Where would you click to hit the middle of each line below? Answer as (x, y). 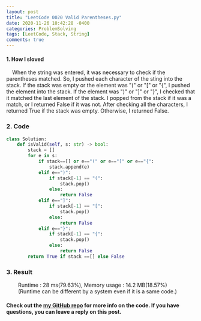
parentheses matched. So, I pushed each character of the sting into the (94, 79)
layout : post (22, 12)
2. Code (18, 126)
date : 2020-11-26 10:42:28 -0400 (48, 23)
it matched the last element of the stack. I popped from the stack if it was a (99, 98)
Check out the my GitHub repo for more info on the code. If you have (93, 305)
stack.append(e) (69, 167)
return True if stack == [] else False (76, 257)
